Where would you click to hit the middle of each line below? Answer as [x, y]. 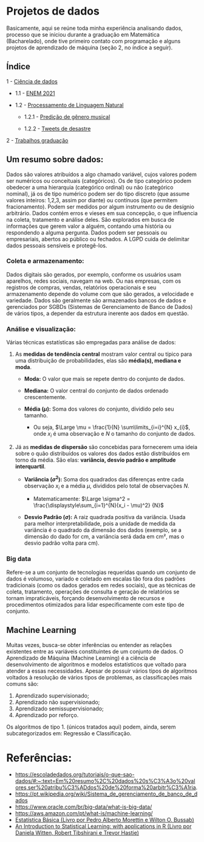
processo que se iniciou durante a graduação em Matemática [83, 34]
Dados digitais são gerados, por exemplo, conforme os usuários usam [94, 274]
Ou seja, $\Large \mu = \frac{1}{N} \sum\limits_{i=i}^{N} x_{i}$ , [112, 427]
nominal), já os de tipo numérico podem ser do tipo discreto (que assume [98, 194]
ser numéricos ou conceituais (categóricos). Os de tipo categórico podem [99, 180]
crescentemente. [45, 397]
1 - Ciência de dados [32, 81]
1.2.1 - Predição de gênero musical [67, 116]
